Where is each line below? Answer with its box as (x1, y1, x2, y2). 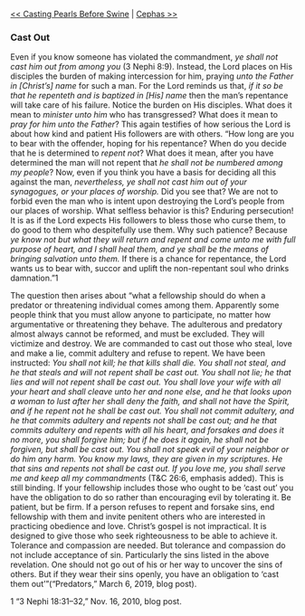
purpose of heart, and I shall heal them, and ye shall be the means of (10, 244, 270, 255)
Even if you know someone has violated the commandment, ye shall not (10, 52, 279, 62)
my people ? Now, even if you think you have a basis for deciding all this (10, 167, 277, 178)
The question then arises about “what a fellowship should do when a (10, 290, 266, 301)
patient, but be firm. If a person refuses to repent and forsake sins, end (10, 502, 275, 513)
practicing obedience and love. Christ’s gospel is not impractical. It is (10, 521, 267, 532)
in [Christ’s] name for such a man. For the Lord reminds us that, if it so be (10, 81, 284, 91)
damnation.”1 (10, 272, 59, 284)
